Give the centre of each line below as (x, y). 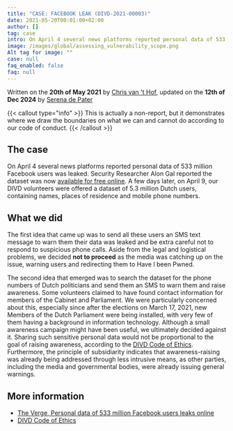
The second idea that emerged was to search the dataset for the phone (110, 278)
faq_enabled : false (35, 66)
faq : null (22, 72)
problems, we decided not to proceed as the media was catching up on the (115, 257)
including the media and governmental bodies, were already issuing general (116, 367)
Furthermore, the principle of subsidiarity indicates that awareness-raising (114, 352)
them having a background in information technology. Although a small (109, 322)
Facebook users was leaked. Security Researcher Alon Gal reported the (110, 174)
